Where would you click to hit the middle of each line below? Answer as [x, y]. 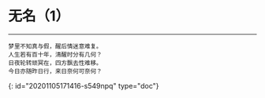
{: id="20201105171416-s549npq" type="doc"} [84, 85]
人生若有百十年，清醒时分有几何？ [55, 54]
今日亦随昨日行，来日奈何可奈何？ [55, 71]
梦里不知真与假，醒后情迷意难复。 [55, 46]
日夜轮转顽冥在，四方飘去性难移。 [55, 63]
